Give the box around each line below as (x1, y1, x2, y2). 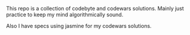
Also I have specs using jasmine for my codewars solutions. (6, 23, 152, 29)
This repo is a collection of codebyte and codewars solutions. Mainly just (6, 5, 185, 12)
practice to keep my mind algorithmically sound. (6, 11, 124, 18)
